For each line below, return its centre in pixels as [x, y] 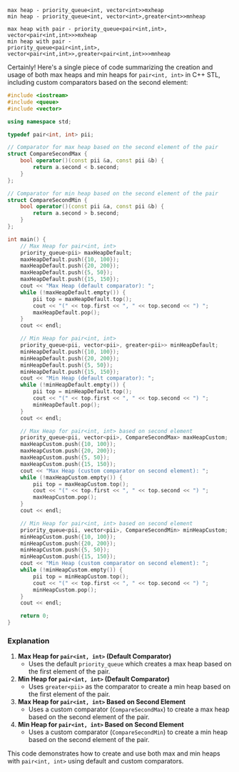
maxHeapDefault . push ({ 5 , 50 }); [67, 273]
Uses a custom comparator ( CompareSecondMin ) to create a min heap [128, 732]
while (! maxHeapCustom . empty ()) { [71, 477]
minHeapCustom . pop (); [65, 590]
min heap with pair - [40, 41]
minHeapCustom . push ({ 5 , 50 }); [65, 550]
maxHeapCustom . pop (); [65, 497]
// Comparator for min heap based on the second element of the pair [113, 193]
